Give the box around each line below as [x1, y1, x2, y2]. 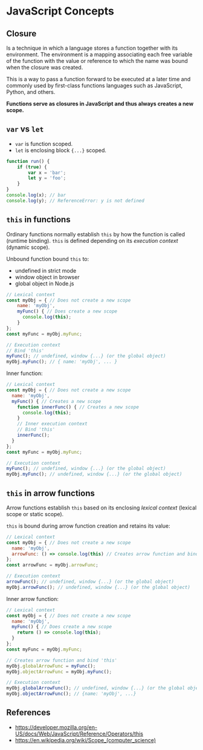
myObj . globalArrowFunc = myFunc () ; [6, 663, 96, 669]
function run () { [6, 158, 50, 164]
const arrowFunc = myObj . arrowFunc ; [6, 562, 98, 568]
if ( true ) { [17, 164, 47, 170]
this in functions [6, 214, 71, 225]
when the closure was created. [6, 64, 83, 71]
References [6, 708, 51, 718]
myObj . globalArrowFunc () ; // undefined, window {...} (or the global [6, 685, 185, 691]
